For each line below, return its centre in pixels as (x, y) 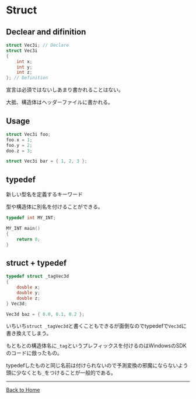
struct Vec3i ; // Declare (37, 45)
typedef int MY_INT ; (31, 218)
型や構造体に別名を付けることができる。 (55, 207)
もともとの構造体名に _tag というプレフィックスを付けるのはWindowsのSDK (96, 346)
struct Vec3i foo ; (28, 134)
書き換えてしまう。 (29, 333)
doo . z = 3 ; (19, 151)
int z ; (24, 73)
